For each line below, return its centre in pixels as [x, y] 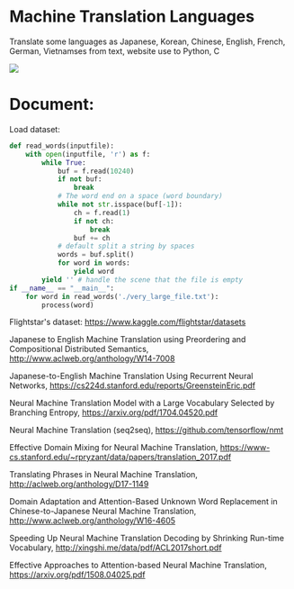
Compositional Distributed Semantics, [79, 349]
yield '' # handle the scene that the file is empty [143, 280]
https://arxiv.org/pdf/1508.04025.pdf [77, 575]
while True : [64, 163]
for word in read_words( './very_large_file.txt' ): [122, 296]
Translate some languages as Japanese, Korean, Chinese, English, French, [147, 41]
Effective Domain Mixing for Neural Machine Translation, [114, 448]
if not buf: [80, 179]
